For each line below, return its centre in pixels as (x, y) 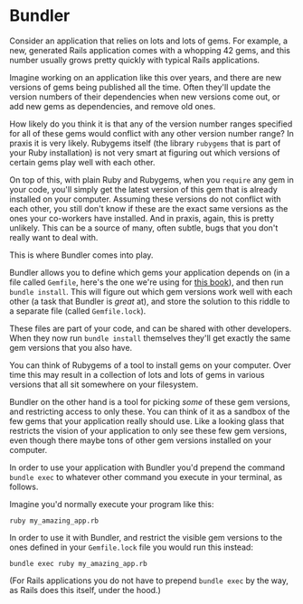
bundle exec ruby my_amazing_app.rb (78, 563)
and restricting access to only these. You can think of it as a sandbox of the (150, 411)
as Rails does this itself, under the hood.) (85, 590)
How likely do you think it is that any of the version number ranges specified (151, 124)
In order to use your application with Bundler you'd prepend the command (147, 467)
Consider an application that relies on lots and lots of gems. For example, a (148, 41)
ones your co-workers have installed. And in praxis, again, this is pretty (142, 218)
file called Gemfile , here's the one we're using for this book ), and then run (147, 282)
